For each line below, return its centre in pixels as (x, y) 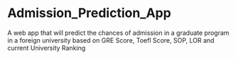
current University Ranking (47, 48)
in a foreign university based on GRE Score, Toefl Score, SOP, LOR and (111, 40)
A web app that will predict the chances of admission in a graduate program (118, 33)
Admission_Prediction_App (90, 13)
